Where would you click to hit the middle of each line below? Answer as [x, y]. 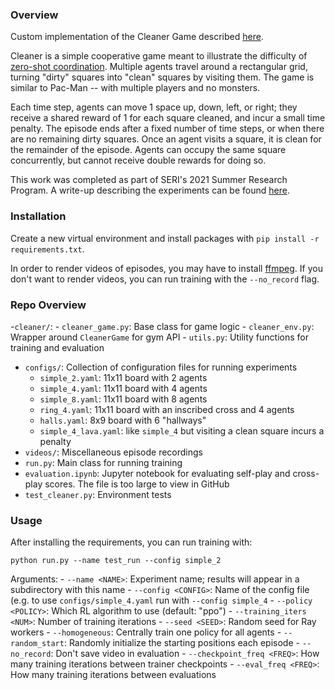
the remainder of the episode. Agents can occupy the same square [148, 150]
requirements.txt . [47, 249]
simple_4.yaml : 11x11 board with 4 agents [123, 388]
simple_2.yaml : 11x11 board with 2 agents [123, 377]
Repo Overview [48, 305]
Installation [38, 216]
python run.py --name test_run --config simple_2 [116, 561]
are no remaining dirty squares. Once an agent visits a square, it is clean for [166, 139]
